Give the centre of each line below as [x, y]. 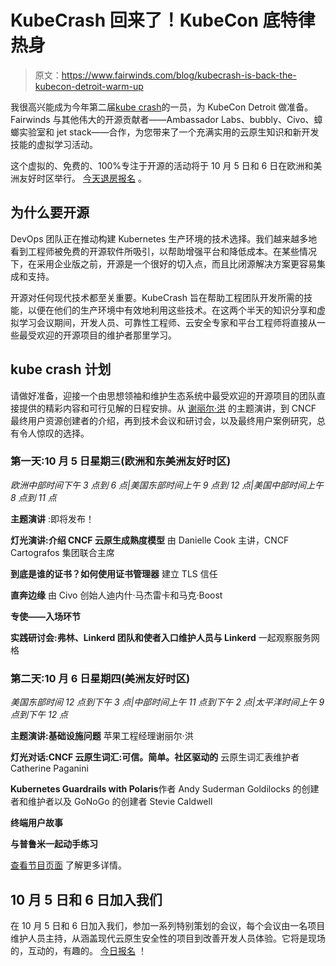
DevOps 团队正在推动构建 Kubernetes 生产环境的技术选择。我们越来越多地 [164, 238]
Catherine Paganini [49, 768]
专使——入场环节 [45, 616]
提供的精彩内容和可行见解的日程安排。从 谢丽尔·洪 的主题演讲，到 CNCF [167, 408]
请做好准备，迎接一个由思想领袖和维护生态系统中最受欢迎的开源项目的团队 [163, 395]
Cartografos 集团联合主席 [62, 552]
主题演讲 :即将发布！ [52, 518]
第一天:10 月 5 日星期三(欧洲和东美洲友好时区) [121, 461]
